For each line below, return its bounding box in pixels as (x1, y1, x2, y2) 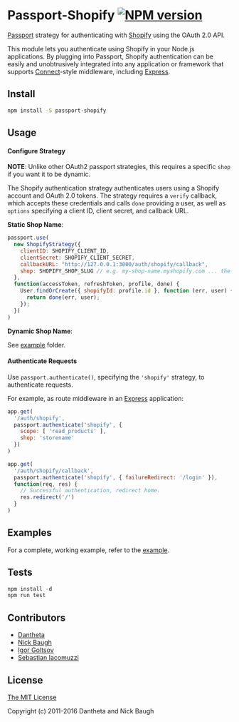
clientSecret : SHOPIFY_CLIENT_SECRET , (20, 254, 135, 261)
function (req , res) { (14, 480, 78, 488)
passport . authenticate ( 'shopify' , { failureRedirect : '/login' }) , (14, 474, 218, 481)
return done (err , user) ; (26, 294, 100, 301)
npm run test (7, 592, 46, 599)
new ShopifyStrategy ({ (14, 241, 81, 248)
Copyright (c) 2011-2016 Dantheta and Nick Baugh (7, 706, 154, 715)
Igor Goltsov (17, 646, 55, 654)
